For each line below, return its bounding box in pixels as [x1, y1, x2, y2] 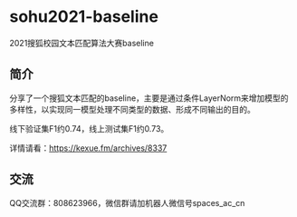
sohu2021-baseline [9, 6, 158, 27]
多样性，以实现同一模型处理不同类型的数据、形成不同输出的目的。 [9, 104, 255, 114]
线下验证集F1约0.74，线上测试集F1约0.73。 [9, 123, 169, 133]
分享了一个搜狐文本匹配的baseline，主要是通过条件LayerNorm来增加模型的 [9, 93, 289, 104]
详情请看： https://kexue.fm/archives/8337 [9, 143, 168, 153]
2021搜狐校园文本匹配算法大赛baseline [9, 37, 154, 48]
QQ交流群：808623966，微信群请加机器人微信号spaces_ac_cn [9, 197, 245, 208]
